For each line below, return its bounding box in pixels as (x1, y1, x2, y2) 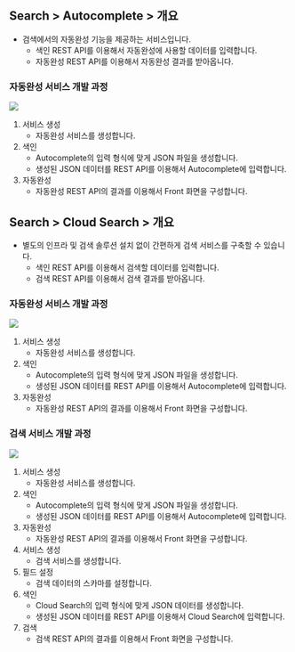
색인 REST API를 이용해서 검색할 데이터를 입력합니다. (35, 262, 219, 273)
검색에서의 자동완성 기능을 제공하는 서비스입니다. (21, 34, 191, 45)
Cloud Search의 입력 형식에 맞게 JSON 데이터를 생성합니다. (35, 599, 244, 610)
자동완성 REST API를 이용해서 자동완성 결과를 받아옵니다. (35, 56, 234, 67)
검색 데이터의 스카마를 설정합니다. (35, 577, 153, 588)
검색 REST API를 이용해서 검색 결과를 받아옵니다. (35, 273, 205, 283)
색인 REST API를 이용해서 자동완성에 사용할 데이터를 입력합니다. (35, 45, 258, 55)
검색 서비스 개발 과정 (9, 428, 92, 440)
